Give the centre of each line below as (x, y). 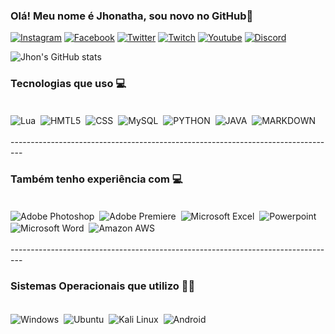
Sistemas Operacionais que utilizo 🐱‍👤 (103, 286)
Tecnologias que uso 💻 (68, 84)
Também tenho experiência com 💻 (96, 179)
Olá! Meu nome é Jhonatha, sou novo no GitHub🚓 (132, 16)
